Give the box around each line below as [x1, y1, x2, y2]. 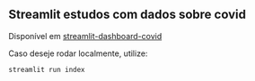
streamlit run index [8, 65, 86, 74]
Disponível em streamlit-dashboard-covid [8, 30, 163, 41]
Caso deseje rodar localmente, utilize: [8, 48, 148, 59]
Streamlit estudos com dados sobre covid [8, 7, 246, 22]
